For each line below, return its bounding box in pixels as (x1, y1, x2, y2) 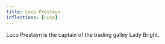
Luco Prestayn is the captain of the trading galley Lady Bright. (6, 31, 160, 38)
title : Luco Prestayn (6, 8, 61, 15)
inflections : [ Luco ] (6, 14, 58, 20)
